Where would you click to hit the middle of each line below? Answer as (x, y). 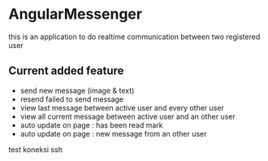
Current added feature (66, 71)
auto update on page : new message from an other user (113, 133)
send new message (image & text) (77, 90)
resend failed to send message (72, 99)
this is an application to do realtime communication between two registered (134, 37)
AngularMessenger (76, 14)
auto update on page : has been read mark (91, 125)
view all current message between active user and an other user (128, 116)
